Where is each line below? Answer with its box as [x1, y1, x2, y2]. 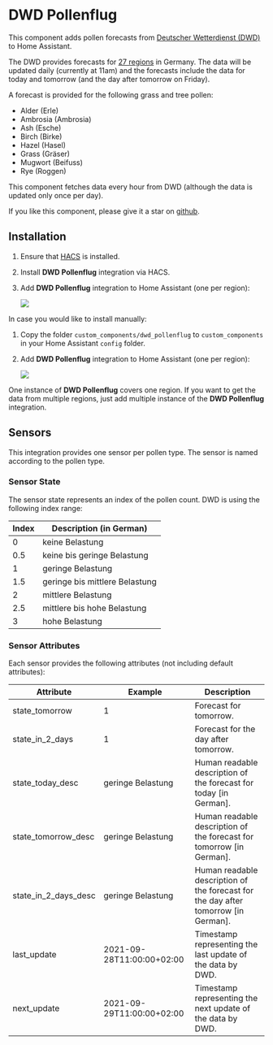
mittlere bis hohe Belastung [42, 602, 147, 614]
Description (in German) [51, 522, 148, 534]
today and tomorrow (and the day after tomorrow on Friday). [8, 74, 210, 84]
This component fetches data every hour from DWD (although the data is [8, 181, 253, 192]
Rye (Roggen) [19, 166, 67, 176]
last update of [194, 949, 248, 960]
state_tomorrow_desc [12, 831, 95, 843]
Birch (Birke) [19, 132, 63, 141]
